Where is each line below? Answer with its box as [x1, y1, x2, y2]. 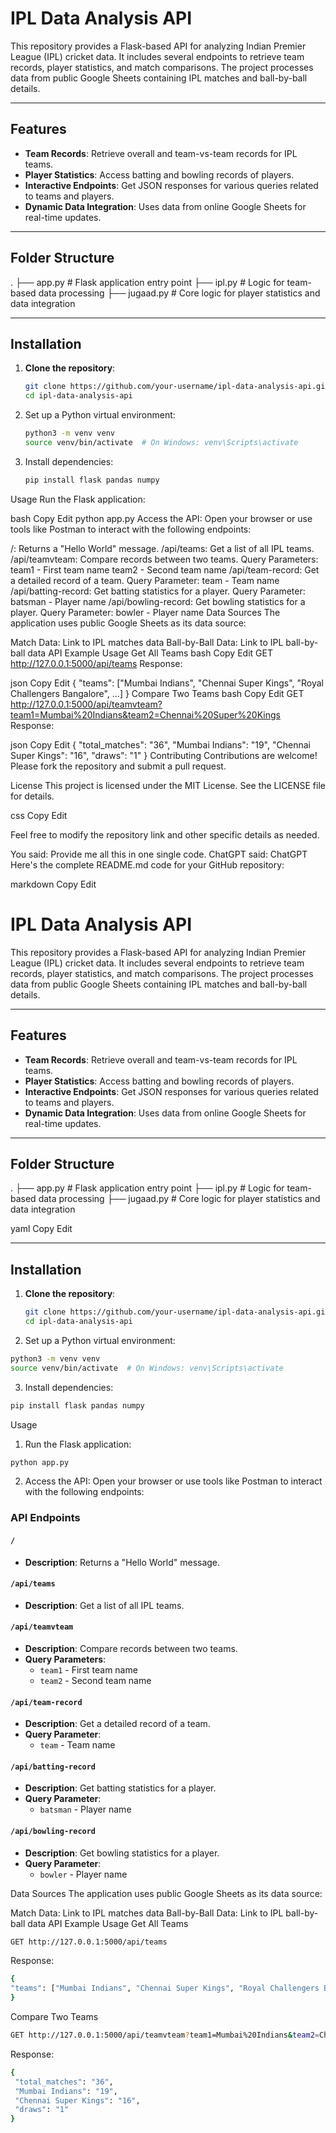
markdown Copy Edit [10, 878, 97, 890]
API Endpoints [10, 1511, 81, 1525]
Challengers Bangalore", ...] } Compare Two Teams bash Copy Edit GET [10, 687, 305, 699]
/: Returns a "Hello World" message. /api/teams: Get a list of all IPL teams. [10, 542, 315, 554]
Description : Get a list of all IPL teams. [24, 1599, 185, 1611]
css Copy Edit [10, 809, 68, 821]
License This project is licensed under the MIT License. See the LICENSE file [10, 779, 326, 791]
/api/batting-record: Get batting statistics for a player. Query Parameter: [10, 585, 306, 597]
